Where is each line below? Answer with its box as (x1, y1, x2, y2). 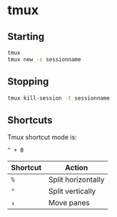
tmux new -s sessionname (7, 55, 81, 63)
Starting (7, 31, 45, 43)
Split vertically (49, 186, 96, 196)
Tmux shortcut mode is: (7, 133, 77, 142)
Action (65, 163, 88, 173)
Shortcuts (7, 114, 53, 126)
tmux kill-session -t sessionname (7, 95, 111, 102)
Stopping (7, 75, 49, 88)
